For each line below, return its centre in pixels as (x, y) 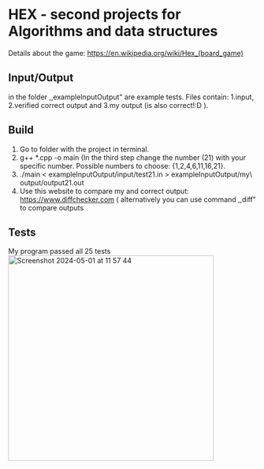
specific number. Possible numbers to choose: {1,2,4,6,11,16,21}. (123, 166)
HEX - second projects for (95, 15)
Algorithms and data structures (113, 31)
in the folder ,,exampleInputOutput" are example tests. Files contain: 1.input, (131, 97)
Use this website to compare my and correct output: (104, 191)
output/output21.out (52, 182)
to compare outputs (52, 207)
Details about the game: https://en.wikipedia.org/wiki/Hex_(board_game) (126, 53)
